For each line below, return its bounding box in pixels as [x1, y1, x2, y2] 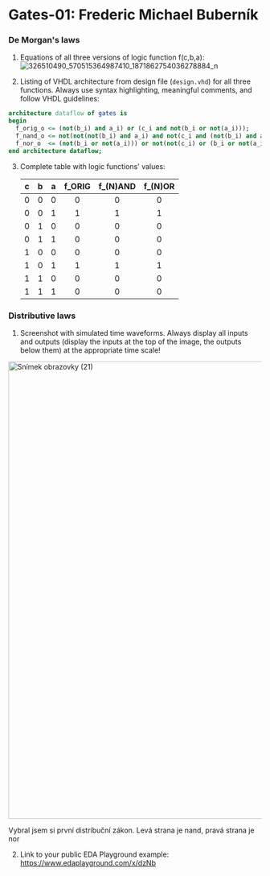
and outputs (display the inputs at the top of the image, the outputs [19, 337, 242, 347]
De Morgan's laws [8, 35, 80, 46]
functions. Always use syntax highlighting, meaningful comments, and [19, 85, 252, 95]
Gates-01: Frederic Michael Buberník [8, 6, 259, 24]
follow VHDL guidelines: [19, 94, 100, 104]
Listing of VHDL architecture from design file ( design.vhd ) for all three [19, 76, 252, 86]
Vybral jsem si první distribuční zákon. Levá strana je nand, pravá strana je [8, 825, 255, 835]
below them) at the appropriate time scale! [19, 345, 161, 355]
